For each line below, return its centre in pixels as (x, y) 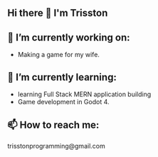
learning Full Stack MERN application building (84, 94)
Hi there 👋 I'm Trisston (58, 13)
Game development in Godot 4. (63, 102)
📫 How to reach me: (53, 125)
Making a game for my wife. (58, 55)
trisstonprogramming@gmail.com (56, 146)
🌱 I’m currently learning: (62, 77)
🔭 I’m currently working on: (69, 37)
